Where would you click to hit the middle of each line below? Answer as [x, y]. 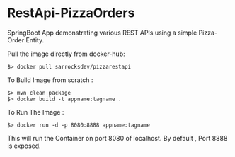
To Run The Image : [36, 112]
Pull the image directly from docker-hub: [66, 54]
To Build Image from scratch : [50, 80]
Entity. [35, 40]
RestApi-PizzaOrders [71, 13]
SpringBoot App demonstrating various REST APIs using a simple [102, 33]
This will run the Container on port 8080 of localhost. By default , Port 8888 [117, 138]
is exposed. [24, 146]
